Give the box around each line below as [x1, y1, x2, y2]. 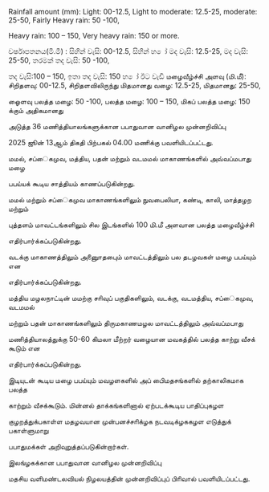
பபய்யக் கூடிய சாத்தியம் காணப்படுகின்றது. [8, 179, 135, 188]
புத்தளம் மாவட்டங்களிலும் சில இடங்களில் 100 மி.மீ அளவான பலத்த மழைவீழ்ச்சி [8, 220, 255, 230]
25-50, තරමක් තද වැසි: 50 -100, [8, 55, 110, 65]
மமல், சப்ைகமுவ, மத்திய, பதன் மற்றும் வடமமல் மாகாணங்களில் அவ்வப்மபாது [8, 154, 251, 163]
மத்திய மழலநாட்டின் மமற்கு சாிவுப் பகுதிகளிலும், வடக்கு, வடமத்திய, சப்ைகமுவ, [8, 293, 255, 303]
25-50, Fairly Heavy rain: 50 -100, [8, 15, 120, 25]
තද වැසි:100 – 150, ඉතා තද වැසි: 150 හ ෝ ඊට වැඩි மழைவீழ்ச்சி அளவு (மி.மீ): [8, 71, 247, 81]
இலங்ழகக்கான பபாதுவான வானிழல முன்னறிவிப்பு [8, 457, 162, 467]
